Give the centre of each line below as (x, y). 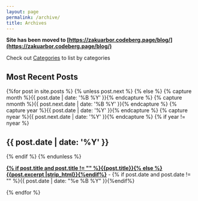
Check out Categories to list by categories (58, 58)
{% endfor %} (23, 192)
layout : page (22, 12)
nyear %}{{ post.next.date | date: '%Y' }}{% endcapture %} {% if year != (96, 117)
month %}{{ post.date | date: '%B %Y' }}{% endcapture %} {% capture (94, 98)
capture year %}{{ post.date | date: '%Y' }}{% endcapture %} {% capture (97, 110)
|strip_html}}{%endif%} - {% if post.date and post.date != (118, 174)
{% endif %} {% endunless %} (44, 156)
